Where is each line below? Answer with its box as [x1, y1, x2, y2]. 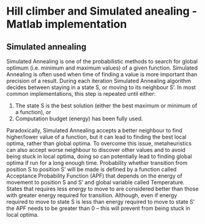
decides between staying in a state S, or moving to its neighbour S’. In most [6, 84, 196, 91]
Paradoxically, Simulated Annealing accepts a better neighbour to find [6, 127, 182, 134]
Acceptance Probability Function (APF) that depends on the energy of [6, 172, 182, 179]
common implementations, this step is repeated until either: [6, 90, 156, 97]
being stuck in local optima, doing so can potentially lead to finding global [6, 153, 192, 160]
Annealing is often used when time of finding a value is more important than [6, 71, 198, 78]
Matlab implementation [6, 17, 127, 31]
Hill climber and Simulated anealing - [6, 4, 198, 18]
